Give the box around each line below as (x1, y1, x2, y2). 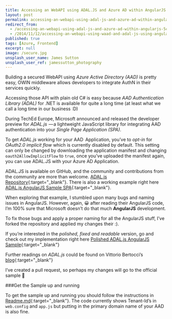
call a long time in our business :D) (5, 106, 78, 112)
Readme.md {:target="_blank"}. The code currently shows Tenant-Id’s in (5, 298, 157, 304)
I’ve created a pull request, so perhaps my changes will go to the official (5, 267, 157, 273)
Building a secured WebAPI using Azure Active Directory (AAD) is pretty (5, 74, 157, 80)
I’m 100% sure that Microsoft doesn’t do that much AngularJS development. (5, 206, 166, 212)
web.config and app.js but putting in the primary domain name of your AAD (5, 303, 164, 309)
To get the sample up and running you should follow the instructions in (5, 292, 154, 298)
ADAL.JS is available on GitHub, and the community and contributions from (5, 168, 164, 174)
